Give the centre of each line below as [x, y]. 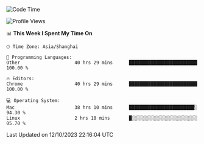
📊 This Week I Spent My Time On [49, 33]
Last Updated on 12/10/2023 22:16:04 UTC [60, 135]
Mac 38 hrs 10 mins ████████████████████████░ [102, 108]
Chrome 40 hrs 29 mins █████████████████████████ [102, 84]
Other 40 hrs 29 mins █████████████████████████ [102, 63]
